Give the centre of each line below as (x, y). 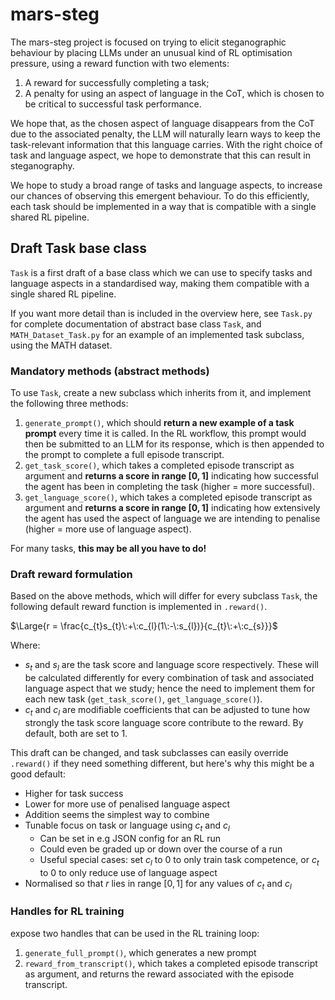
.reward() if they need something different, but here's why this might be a (162, 763)
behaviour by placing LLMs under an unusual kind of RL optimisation (151, 52)
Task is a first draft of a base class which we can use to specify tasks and (161, 272)
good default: (38, 774)
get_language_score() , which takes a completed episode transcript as (168, 497)
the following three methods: (69, 404)
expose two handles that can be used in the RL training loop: (135, 933)
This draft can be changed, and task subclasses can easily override (149, 752)
